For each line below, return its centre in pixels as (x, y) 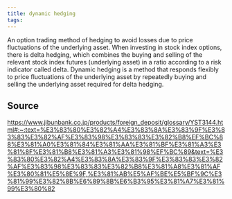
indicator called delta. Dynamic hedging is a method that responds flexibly (113, 69)
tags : (15, 20)
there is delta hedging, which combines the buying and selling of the (105, 54)
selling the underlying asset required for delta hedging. (86, 84)
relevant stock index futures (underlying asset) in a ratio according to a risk (114, 62)
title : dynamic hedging (42, 14)
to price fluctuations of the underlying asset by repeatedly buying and (107, 76)
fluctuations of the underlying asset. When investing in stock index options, (115, 47)
